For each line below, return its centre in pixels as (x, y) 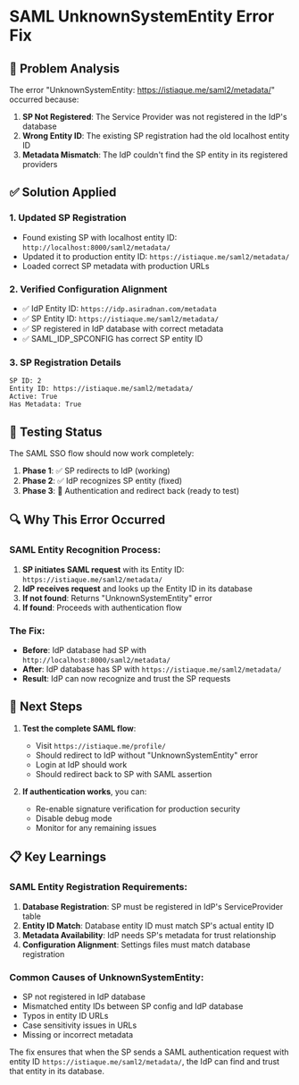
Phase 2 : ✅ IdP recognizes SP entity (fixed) (102, 481)
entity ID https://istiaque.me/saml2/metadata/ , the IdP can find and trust (144, 1061)
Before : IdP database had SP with (84, 650)
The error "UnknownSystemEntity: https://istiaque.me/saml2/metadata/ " (142, 90)
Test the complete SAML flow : (79, 728)
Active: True (33, 397)
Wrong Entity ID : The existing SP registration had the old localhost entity (156, 136)
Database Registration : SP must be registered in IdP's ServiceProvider (153, 906)
